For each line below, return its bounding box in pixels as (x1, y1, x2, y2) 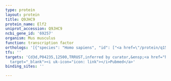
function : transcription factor (5, 40, 74, 46)
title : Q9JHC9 (5, 17, 36, 22)
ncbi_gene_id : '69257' (5, 31, 53, 36)
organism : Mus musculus (5, 36, 56, 41)
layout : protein (5, 12, 40, 17)
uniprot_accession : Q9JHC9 (5, 26, 63, 31)
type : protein (5, 7, 36, 13)
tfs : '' (5, 50, 22, 55)
